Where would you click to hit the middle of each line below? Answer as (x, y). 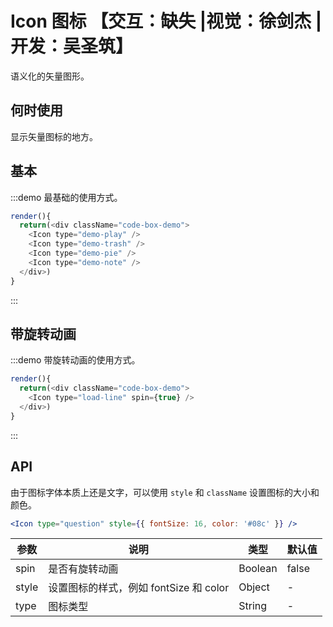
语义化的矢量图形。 (50, 76)
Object (254, 587)
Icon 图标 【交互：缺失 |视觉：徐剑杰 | (166, 21)
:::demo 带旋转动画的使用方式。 (75, 360)
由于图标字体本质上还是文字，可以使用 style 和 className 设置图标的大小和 (165, 492)
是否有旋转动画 (83, 569)
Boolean (258, 569)
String (253, 606)
